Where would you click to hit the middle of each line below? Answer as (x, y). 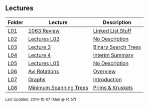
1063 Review (44, 30)
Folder (16, 22)
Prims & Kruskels (113, 87)
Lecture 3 (40, 47)
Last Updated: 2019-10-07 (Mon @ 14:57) (41, 99)
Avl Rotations (44, 71)
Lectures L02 (44, 38)
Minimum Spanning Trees (58, 87)
